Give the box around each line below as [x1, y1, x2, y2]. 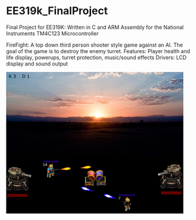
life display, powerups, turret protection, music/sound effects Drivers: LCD [6, 54, 187, 61]
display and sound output [6, 60, 68, 67]
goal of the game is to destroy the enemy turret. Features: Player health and [6, 47, 191, 54]
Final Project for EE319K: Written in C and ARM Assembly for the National [6, 24, 184, 31]
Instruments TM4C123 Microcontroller [6, 29, 99, 37]
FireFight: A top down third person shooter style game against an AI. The [6, 41, 183, 48]
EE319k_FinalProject [6, 4, 108, 18]
